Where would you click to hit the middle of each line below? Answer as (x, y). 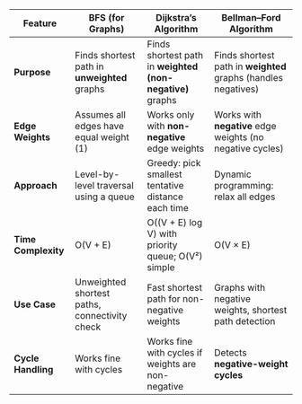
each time (168, 208)
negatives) (236, 89)
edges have (99, 126)
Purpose (32, 72)
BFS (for (107, 18)
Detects (231, 352)
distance (165, 197)
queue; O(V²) (175, 256)
